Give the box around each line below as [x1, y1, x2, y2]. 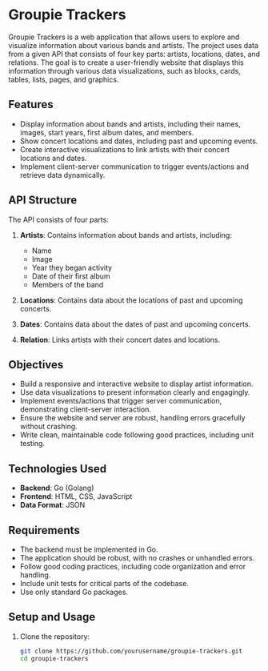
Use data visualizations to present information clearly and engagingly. [19, 388, 250, 397]
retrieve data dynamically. [19, 170, 106, 179]
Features [8, 98, 54, 111]
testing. [19, 439, 46, 448]
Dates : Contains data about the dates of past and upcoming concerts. [19, 319, 250, 329]
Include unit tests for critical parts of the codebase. [19, 579, 190, 588]
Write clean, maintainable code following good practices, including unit [19, 430, 254, 440]
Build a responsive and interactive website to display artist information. [19, 379, 254, 389]
